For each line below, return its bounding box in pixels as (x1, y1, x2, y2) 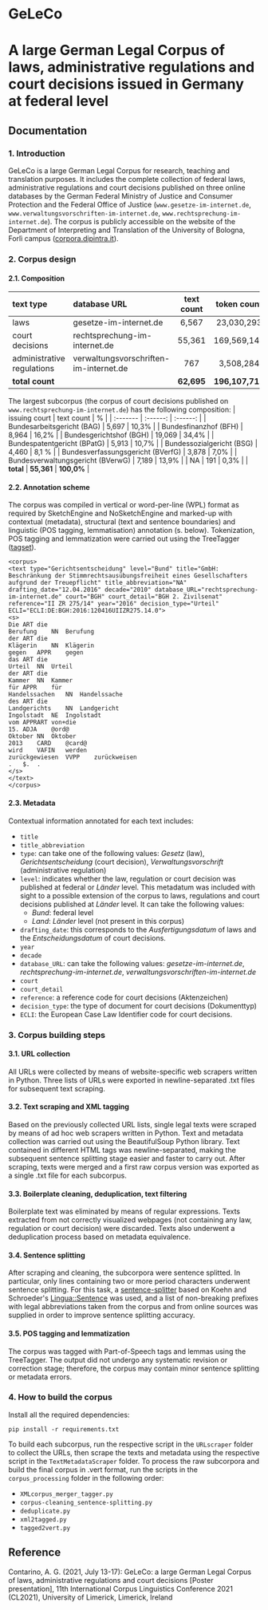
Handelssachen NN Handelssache (8, 691, 124, 699)
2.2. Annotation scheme (8, 482, 90, 491)
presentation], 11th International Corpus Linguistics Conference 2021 (8, 1584, 234, 1593)
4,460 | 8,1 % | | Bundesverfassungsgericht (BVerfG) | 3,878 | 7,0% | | (8, 448, 238, 457)
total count (12, 376, 55, 387)
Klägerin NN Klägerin (8, 641, 94, 650)
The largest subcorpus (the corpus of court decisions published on (8, 397, 229, 406)
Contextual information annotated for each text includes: (8, 815, 194, 826)
